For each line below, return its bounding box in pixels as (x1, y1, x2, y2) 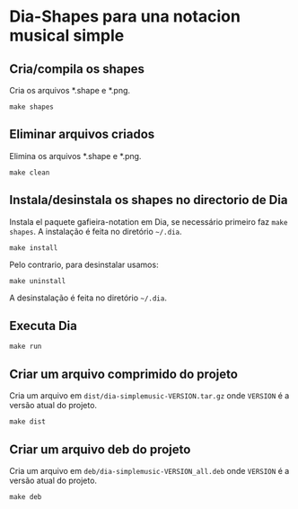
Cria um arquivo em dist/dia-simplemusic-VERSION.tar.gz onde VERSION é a (9, 390, 290, 401)
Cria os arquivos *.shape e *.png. (9, 85, 131, 95)
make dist (9, 417, 47, 426)
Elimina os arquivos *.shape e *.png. (9, 150, 142, 161)
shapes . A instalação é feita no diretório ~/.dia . (9, 226, 182, 237)
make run (9, 342, 42, 352)
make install (9, 243, 58, 253)
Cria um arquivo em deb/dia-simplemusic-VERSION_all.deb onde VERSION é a (9, 466, 290, 477)
